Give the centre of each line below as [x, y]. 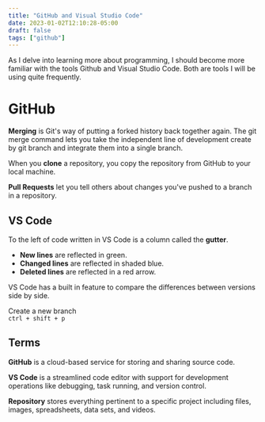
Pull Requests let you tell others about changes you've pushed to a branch [130, 187]
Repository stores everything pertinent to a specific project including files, [130, 401]
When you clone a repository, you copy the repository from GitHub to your [130, 163]
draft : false [30, 30]
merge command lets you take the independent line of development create [130, 140]
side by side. [29, 295]
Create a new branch [42, 311]
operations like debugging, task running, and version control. [108, 386]
